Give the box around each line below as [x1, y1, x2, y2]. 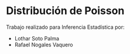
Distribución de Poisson [6, 4, 125, 18]
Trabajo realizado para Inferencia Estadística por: [6, 23, 125, 31]
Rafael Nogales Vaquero [14, 41, 73, 48]
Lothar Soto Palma [14, 35, 60, 42]
